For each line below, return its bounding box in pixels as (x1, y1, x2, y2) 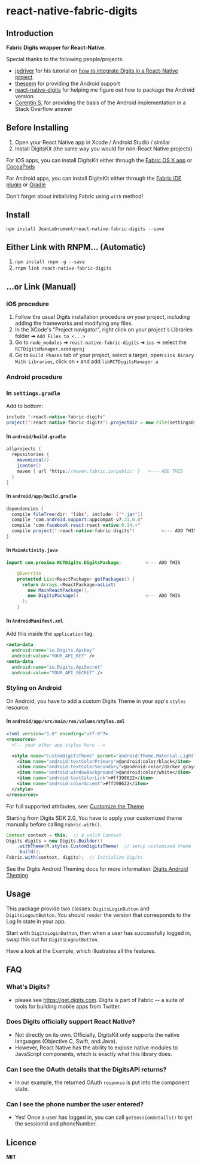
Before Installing (6, 123, 69, 133)
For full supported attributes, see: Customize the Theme (6, 802, 145, 810)
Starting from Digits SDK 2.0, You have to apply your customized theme (6, 814, 182, 822)
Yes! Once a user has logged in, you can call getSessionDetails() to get (14, 1113, 193, 1121)
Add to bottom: (6, 403, 44, 410)
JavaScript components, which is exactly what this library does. (14, 1050, 172, 1057)
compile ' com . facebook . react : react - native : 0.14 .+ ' (11, 523, 141, 529)
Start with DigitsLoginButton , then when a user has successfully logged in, (6, 929, 191, 936)
